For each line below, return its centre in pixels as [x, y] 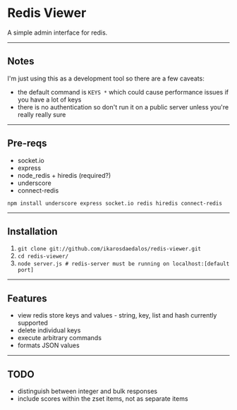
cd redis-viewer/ [43, 257]
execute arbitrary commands [60, 338]
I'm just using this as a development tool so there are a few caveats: [106, 78]
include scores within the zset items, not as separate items [103, 399]
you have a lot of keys [49, 100]
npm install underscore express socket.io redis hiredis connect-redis [115, 203]
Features [27, 298]
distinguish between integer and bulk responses [87, 391]
